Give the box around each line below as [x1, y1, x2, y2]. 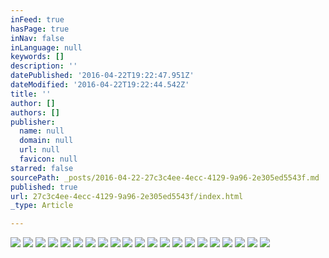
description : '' [10, 61, 78, 71]
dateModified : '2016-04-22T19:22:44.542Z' [10, 80, 190, 90]
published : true [10, 182, 78, 192]
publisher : [10, 117, 56, 127]
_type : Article [10, 201, 74, 211]
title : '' [10, 89, 52, 99]
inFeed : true [10, 14, 65, 25]
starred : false [10, 163, 74, 173]
